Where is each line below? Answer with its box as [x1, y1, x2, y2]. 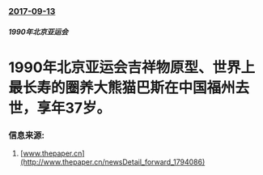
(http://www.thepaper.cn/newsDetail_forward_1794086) [19, 157, 206, 167]
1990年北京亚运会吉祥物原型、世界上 [8, 58, 256, 76]
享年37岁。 [36, 99, 112, 117]
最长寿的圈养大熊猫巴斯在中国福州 [8, 79, 236, 96]
